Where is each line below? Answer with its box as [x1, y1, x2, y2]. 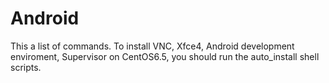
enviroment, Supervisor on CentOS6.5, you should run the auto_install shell [10, 50, 320, 62]
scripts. [10, 61, 42, 73]
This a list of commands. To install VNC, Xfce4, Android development [10, 40, 295, 52]
